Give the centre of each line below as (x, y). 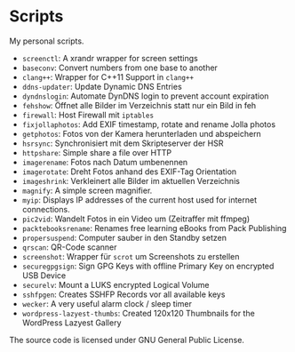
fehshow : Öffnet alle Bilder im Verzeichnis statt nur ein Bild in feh (139, 105)
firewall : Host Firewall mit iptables (88, 115)
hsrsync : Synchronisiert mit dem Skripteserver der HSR (123, 143)
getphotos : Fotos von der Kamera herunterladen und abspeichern (142, 133)
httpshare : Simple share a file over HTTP (96, 152)
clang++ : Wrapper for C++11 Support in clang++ (108, 76)
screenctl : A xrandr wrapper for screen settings (110, 58)
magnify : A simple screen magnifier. (87, 190)
